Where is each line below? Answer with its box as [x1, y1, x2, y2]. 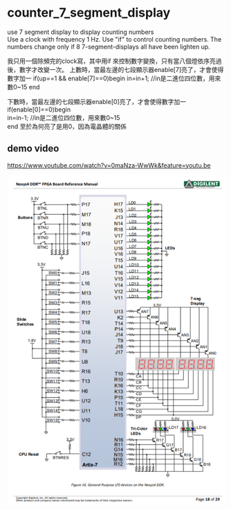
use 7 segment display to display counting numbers [7, 28, 154, 36]
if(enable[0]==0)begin [7, 105, 71, 114]
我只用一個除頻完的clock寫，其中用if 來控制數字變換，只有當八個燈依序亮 [7, 57, 216, 65]
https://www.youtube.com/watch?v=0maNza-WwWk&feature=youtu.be [7, 161, 211, 169]
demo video [7, 143, 59, 155]
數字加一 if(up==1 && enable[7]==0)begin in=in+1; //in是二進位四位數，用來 [7, 74, 221, 82]
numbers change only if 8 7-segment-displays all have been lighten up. [7, 42, 211, 51]
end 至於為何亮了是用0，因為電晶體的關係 [7, 122, 127, 130]
